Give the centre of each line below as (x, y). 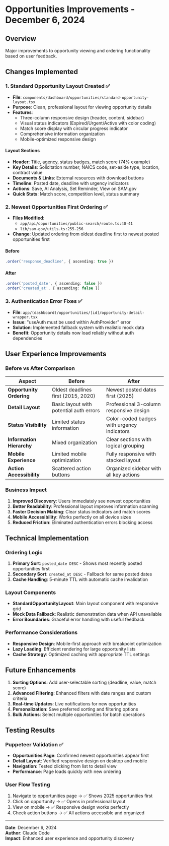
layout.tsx (24, 102)
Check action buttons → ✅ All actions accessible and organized (78, 813)
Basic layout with (72, 404)
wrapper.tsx (25, 317)
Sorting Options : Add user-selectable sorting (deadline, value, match (84, 682)
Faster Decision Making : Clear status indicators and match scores (81, 511)
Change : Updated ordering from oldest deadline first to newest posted (86, 234)
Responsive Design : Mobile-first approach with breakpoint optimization (87, 643)
